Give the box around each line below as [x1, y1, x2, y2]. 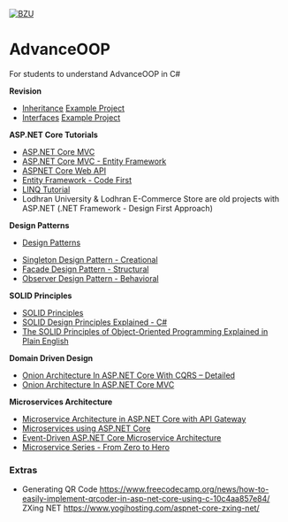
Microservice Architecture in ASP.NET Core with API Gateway [21, 413, 246, 424]
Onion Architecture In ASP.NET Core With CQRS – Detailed [21, 370, 236, 380]
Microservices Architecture [9, 396, 113, 407]
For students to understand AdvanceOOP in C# [9, 68, 181, 79]
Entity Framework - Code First [21, 174, 133, 185]
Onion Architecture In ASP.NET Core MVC [21, 379, 175, 389]
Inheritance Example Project [21, 103, 125, 113]
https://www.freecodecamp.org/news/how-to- [99, 484, 269, 495]
